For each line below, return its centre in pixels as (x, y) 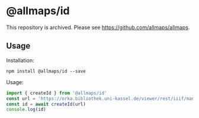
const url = (21, 98)
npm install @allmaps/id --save (46, 71)
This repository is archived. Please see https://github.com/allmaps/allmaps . (98, 27)
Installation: (20, 60)
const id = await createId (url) (46, 104)
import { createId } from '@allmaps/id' (57, 93)
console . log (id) (26, 110)
